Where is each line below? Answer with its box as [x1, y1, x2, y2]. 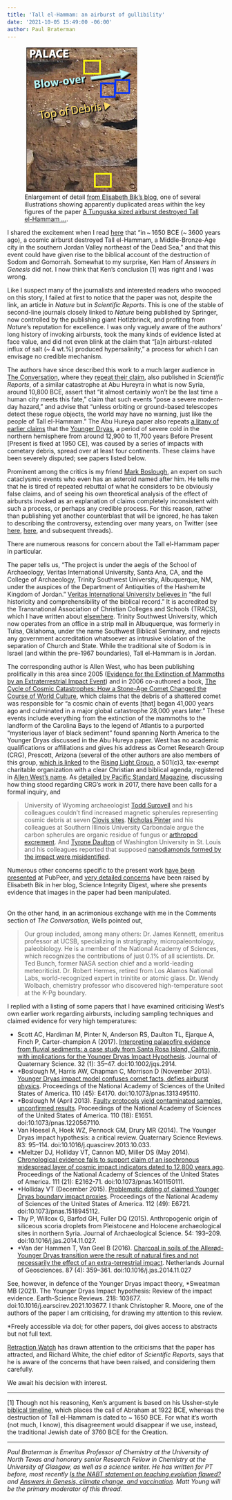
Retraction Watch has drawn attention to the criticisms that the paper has [7, 1343, 215, 1352]
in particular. [7, 548, 43, 556]
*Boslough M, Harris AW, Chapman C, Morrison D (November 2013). [17, 1067, 212, 1076]
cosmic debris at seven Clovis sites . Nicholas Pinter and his [23, 816, 193, 824]
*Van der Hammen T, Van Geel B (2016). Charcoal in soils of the [17, 1244, 200, 1253]
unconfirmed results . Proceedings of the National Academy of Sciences [17, 1104, 222, 1113]
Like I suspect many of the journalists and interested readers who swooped [7, 286, 221, 295]
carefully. [7, 1366, 34, 1374]
